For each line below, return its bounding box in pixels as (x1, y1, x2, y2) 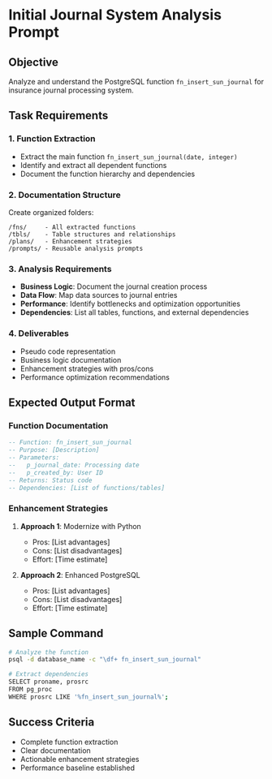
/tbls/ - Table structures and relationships (8, 230, 176, 239)
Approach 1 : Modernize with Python (19, 521, 142, 531)
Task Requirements (8, 109, 109, 123)
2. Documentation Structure (8, 189, 122, 200)
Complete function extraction (19, 737, 119, 747)
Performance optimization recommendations (19, 372, 171, 382)
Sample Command (8, 626, 104, 640)
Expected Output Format (8, 395, 136, 409)
